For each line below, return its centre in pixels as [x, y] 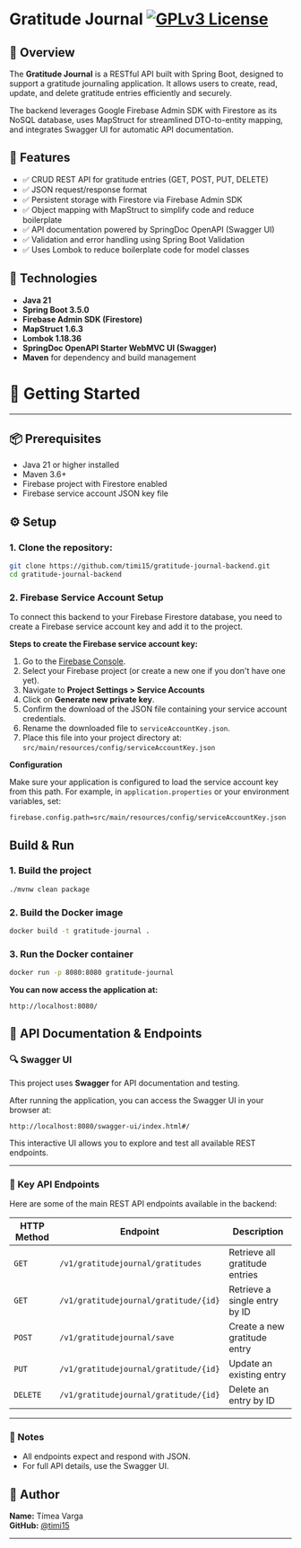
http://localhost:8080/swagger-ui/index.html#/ [100, 1126]
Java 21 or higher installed [70, 465]
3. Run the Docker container [72, 954]
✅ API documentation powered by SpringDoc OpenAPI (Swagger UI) [148, 229]
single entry [254, 1300]
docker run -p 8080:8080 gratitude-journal [92, 973]
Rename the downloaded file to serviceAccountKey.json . [126, 729]
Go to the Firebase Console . [74, 661]
